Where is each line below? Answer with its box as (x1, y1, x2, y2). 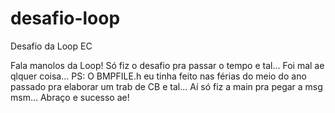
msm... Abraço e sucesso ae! (10, 91, 130, 103)
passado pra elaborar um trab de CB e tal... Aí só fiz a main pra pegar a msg (10, 80, 323, 92)
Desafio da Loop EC (10, 40, 93, 52)
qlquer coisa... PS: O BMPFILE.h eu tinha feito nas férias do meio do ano (10, 70, 307, 82)
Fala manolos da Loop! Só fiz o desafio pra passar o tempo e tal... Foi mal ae (10, 59, 325, 71)
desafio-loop (10, 7, 121, 30)
